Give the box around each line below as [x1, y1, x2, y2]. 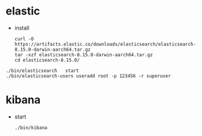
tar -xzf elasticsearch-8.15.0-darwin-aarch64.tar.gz [14, 51, 153, 58]
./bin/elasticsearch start [5, 68, 79, 74]
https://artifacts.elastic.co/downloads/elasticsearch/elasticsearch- [14, 41, 197, 47]
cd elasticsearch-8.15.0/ [14, 57, 80, 63]
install [14, 24, 30, 31]
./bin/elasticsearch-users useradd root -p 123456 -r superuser [5, 73, 171, 79]
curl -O [14, 36, 34, 42]
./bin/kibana [14, 125, 48, 131]
